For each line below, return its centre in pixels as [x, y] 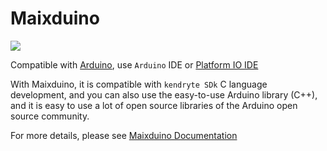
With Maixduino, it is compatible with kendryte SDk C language [139, 84]
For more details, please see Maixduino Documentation [124, 135]
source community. [50, 116]
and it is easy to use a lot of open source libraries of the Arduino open [154, 105]
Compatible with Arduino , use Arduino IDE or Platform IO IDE [134, 64]
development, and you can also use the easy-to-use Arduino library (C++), [164, 94]
